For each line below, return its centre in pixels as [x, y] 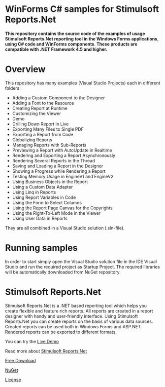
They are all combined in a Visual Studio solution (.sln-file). [65, 228]
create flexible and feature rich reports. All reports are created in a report [79, 311]
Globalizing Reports [32, 140]
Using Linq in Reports [34, 192]
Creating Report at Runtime [40, 108]
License [13, 380]
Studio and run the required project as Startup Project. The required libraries [82, 267]
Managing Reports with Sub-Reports [49, 145]
